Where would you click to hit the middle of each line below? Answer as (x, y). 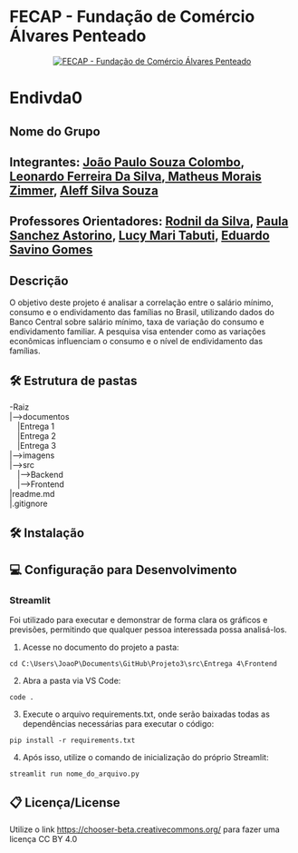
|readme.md (32, 493)
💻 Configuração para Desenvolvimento (123, 570)
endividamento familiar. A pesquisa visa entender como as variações (138, 332)
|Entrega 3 (37, 445)
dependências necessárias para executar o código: (118, 724)
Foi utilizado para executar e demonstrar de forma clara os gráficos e (139, 620)
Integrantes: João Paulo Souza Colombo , (127, 162)
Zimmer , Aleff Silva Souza (84, 190)
